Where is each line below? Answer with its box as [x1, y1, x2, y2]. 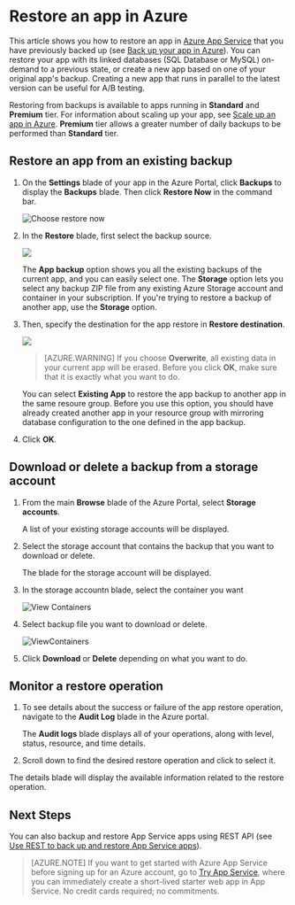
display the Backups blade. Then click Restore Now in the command [21, 186, 273, 197]
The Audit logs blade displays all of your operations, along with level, [21, 729, 275, 739]
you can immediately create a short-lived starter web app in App [30, 877, 266, 887]
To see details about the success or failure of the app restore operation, [21, 702, 284, 713]
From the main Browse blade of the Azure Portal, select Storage [21, 497, 256, 507]
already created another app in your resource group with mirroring [21, 407, 264, 418]
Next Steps [9, 808, 72, 823]
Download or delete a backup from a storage [9, 460, 259, 475]
